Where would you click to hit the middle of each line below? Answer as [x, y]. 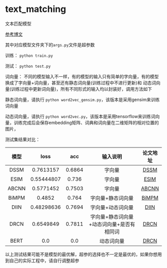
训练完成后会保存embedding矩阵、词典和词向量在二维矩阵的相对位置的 [86, 123]
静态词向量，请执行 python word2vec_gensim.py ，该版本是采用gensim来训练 [83, 99]
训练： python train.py [29, 55]
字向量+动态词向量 [112, 207]
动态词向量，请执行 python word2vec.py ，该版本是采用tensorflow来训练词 [80, 116]
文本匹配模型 [18, 23]
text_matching [36, 9]
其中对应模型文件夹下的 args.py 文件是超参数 [50, 45]
